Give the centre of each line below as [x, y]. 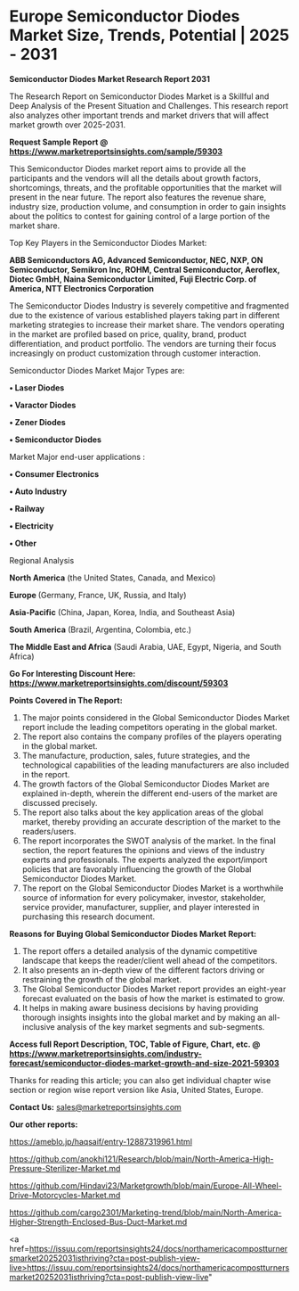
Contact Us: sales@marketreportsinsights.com [96, 1106]
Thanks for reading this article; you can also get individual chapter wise [140, 1080]
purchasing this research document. [89, 917]
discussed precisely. [60, 802]
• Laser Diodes [37, 387]
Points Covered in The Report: [66, 700]
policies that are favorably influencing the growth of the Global [137, 869]
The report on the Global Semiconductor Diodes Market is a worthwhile [153, 888]
